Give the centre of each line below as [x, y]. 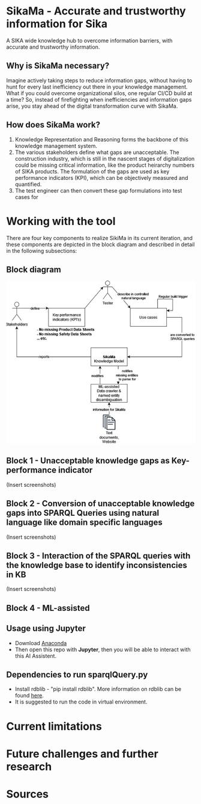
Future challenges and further [82, 754]
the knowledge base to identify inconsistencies [97, 565]
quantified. [28, 184]
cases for [27, 197]
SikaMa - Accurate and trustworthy [96, 11]
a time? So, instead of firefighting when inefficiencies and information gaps [99, 99]
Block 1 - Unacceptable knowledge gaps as [88, 461]
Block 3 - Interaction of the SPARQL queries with [98, 556]
